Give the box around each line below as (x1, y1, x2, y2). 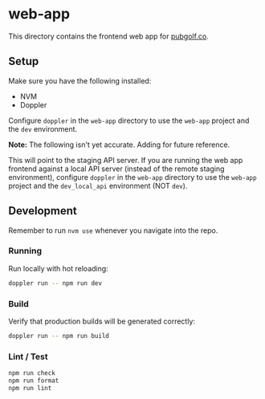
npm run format (8, 377, 59, 385)
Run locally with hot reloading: (8, 263, 108, 273)
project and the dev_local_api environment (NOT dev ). (8, 181, 188, 190)
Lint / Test (8, 351, 48, 362)
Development (8, 204, 78, 218)
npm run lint (8, 384, 52, 392)
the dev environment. (8, 124, 78, 133)
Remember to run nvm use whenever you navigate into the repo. (8, 226, 218, 235)
